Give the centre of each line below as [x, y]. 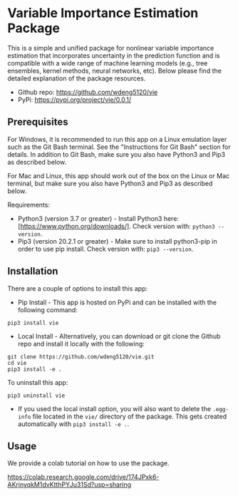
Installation [33, 271]
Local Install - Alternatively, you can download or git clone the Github [119, 336]
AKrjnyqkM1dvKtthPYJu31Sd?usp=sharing [69, 485]
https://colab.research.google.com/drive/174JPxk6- [83, 477]
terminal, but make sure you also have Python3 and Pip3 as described [110, 183]
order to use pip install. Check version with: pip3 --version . [105, 249]
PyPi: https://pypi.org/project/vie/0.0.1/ [74, 99]
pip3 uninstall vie [36, 396]
